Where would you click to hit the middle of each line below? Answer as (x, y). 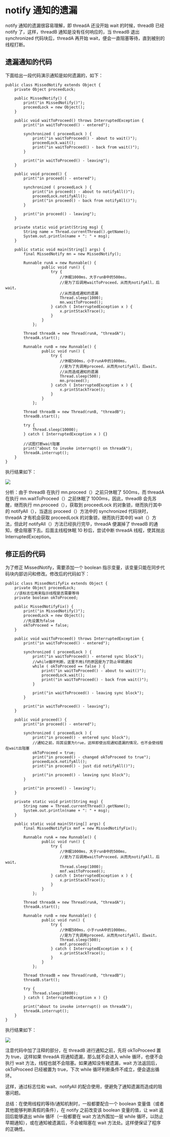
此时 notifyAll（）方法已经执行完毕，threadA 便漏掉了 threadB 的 (86, 524)
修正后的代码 (25, 554)
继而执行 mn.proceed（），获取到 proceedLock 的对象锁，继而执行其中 (88, 505)
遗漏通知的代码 (29, 62)
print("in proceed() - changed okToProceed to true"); (92, 757)
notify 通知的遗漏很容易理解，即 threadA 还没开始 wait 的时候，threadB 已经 (85, 25)
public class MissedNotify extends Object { (53, 85)
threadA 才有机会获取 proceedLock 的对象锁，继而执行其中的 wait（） (79, 517)
